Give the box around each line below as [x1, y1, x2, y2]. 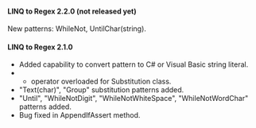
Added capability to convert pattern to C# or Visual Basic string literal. [18, 60, 249, 69]
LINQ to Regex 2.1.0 [7, 42, 73, 52]
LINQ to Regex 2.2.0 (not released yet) [7, 6, 137, 16]
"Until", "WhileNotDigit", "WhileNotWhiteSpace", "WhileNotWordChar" [18, 94, 249, 103]
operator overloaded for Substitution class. [30, 76, 172, 87]
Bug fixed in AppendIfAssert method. [18, 111, 141, 120]
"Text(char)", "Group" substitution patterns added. [18, 85, 184, 95]
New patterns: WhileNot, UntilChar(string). [7, 24, 146, 33]
